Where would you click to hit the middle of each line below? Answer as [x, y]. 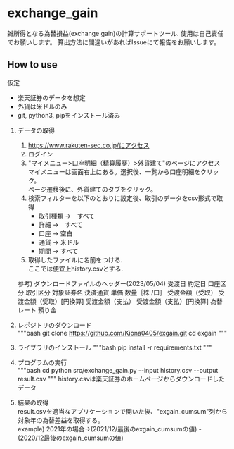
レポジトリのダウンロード [54, 325]
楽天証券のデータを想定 [51, 97]
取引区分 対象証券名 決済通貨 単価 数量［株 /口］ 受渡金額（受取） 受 [125, 292]
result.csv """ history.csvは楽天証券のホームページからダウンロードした [121, 379]
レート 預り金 [37, 310]
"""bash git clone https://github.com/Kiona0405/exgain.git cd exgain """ [122, 333]
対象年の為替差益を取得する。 [60, 420]
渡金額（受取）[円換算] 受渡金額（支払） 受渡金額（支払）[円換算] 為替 [120, 301]
